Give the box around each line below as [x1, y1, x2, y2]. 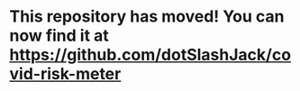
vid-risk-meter [9, 64, 122, 85]
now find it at [9, 25, 110, 46]
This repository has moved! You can [9, 6, 285, 27]
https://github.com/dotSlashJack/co [9, 45, 291, 65]
